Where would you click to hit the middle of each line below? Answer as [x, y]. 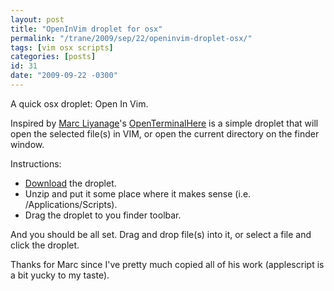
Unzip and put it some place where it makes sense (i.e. [138, 193]
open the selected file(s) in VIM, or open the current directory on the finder [165, 133]
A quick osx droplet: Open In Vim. [79, 103]
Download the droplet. [70, 183]
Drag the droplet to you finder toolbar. [103, 215]
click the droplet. [45, 245]
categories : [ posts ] [53, 57]
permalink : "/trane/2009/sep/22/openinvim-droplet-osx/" [131, 38]
